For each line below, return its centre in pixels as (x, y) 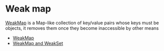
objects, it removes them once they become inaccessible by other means (82, 28)
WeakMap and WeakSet (38, 43)
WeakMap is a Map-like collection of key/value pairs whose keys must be (82, 23)
